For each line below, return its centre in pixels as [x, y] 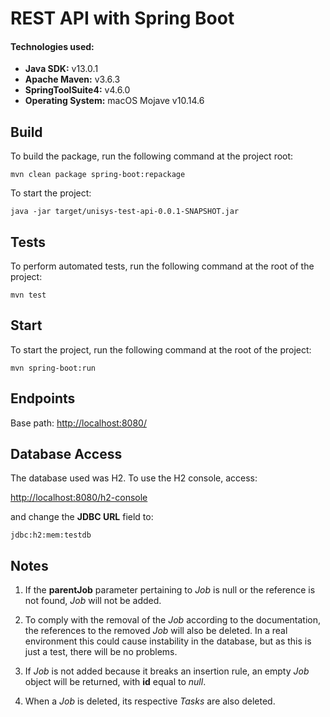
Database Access [66, 454]
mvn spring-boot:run [53, 368]
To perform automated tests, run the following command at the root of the [162, 266]
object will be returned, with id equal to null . [115, 682]
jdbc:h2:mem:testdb [51, 535]
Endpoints [43, 398]
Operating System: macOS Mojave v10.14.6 [114, 101]
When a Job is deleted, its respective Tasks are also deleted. [150, 701]
